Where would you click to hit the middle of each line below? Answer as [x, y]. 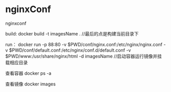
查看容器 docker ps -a [28, 73]
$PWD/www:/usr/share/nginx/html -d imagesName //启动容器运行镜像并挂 [84, 56]
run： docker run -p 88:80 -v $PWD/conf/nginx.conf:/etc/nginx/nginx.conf [84, 44]
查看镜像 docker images [31, 84]
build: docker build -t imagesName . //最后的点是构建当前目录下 [72, 33]
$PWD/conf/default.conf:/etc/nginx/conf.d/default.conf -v [70, 50]
